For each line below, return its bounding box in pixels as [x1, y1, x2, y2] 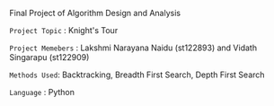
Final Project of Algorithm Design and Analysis [9, 8, 181, 18]
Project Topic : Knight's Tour [9, 25, 119, 35]
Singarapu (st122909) [9, 52, 90, 62]
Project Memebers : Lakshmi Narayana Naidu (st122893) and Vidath [9, 42, 258, 53]
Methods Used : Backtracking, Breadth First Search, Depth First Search [9, 69, 265, 80]
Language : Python [9, 87, 75, 97]
